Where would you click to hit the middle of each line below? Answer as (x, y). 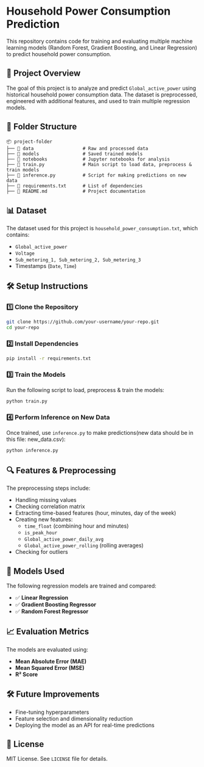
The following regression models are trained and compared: (81, 586)
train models (23, 170)
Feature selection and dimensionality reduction (74, 718)
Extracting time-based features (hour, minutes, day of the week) (96, 513)
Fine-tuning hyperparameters (52, 712)
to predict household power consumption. (59, 54)
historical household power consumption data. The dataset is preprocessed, (102, 94)
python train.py (27, 401)
